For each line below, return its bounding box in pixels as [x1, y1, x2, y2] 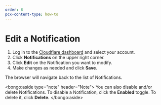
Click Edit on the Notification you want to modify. [12, 60, 113, 66]
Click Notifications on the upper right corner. [12, 55, 105, 61]
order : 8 [5, 7, 23, 12]
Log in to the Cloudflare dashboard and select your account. [12, 49, 135, 55]
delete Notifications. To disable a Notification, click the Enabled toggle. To [5, 89, 157, 95]
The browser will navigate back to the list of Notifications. [5, 74, 122, 80]
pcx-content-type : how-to [5, 12, 58, 17]
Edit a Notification [5, 33, 80, 44]
